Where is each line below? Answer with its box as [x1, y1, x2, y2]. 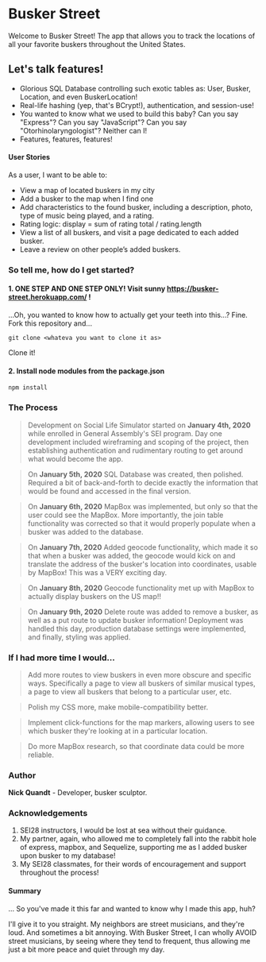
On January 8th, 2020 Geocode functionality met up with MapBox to [27, 583, 255, 593]
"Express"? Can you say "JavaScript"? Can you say [19, 117, 187, 127]
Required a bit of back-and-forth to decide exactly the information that [27, 477, 259, 487]
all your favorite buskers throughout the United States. [8, 39, 186, 48]
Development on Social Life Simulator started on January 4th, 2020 [27, 420, 252, 430]
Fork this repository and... [8, 319, 93, 328]
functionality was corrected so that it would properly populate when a [27, 518, 256, 528]
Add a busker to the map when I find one [19, 194, 153, 203]
